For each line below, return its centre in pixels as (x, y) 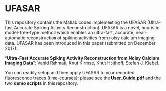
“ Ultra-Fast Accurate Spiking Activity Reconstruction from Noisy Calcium (82, 58)
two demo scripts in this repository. (42, 83)
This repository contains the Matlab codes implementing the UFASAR (76, 22)
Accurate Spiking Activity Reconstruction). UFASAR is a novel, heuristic (87, 27)
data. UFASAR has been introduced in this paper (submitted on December (81, 43)
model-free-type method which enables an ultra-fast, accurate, (70, 32)
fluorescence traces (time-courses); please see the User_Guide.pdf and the (83, 78)
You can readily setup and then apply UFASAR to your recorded (70, 72)
